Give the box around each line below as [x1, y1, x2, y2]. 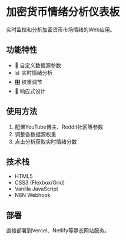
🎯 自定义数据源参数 [14, 61, 61, 68]
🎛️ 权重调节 [14, 78, 42, 86]
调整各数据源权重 [14, 130, 57, 137]
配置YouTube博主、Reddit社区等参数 [14, 123, 104, 130]
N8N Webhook [14, 192, 51, 199]
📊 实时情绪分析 [14, 69, 53, 76]
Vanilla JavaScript [14, 185, 59, 192]
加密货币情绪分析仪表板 [6, 5, 120, 19]
